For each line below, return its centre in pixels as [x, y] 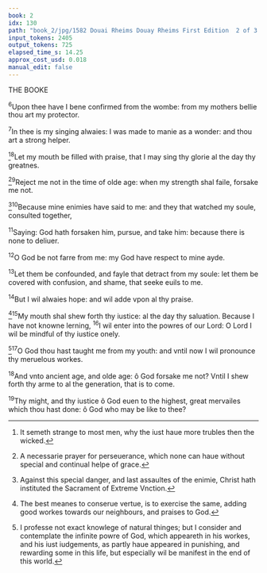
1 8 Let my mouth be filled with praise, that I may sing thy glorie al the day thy [132, 156]
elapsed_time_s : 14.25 [46, 52]
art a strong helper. [39, 140]
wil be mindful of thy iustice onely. [64, 333]
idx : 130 [23, 23]
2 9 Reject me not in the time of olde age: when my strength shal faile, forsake [133, 181]
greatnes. [24, 165]
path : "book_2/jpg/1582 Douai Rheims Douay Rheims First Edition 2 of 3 [133, 30]
